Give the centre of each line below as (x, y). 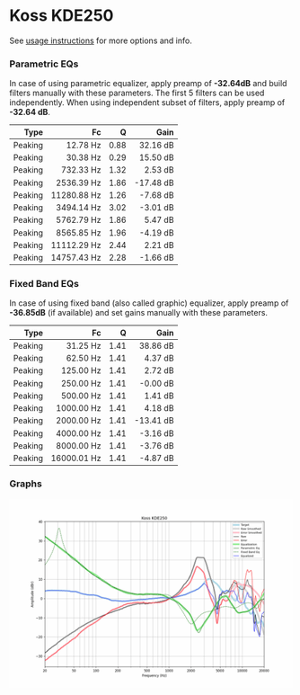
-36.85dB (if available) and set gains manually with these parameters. (138, 313)
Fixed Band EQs (44, 283)
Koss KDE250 (62, 16)
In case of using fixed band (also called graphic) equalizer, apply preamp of (149, 303)
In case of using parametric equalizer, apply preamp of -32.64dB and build (148, 84)
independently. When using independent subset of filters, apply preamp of (147, 102)
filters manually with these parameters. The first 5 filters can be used (137, 93)
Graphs (26, 484)
